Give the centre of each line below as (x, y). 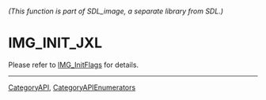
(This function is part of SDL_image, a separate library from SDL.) (116, 11)
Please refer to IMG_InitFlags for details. (74, 65)
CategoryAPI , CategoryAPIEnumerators (72, 87)
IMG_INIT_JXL (55, 43)
